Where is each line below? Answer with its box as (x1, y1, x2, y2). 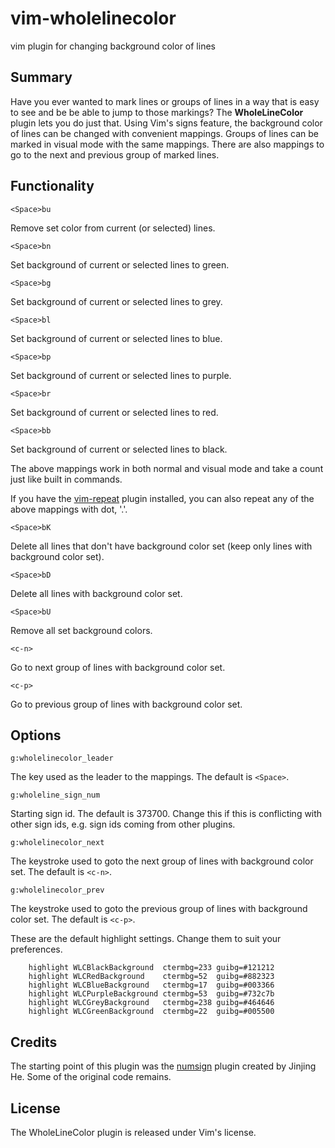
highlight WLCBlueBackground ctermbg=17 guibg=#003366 (28, 980, 275, 991)
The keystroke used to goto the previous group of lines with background (10, 903, 308, 915)
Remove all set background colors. (10, 624, 153, 636)
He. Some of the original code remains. (10, 1071, 172, 1083)
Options (10, 727, 62, 744)
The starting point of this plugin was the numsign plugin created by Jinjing (10, 1060, 317, 1072)
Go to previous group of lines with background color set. (10, 698, 243, 710)
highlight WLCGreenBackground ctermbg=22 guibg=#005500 (28, 1007, 275, 1017)
